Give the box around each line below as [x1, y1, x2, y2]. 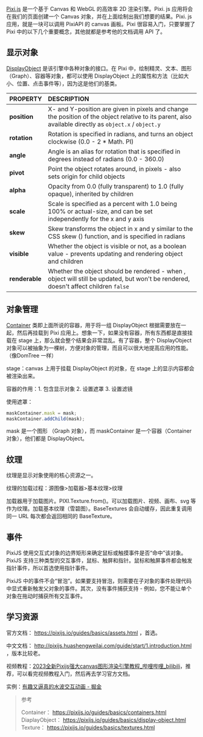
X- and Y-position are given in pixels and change [48, 105, 188, 113]
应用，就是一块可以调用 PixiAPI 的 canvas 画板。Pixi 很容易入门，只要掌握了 [6, 21, 195, 27]
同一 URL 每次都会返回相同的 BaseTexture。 [6, 513, 116, 520]
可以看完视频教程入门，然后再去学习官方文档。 [16, 670, 134, 677]
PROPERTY [9, 95, 42, 103]
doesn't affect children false [48, 282, 129, 290]
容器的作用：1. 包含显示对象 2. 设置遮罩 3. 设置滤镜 [6, 385, 133, 392]
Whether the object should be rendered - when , [48, 267, 186, 275]
